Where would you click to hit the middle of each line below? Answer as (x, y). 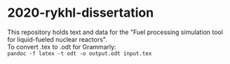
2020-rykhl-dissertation (81, 13)
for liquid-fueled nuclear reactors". (57, 39)
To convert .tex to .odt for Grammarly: (62, 47)
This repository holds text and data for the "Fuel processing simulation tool (115, 32)
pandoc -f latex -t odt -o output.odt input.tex (80, 54)
